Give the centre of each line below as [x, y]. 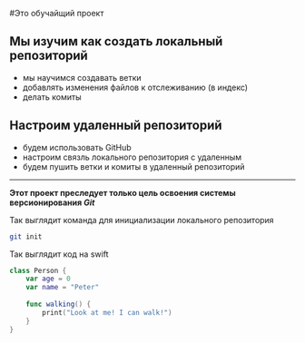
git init [26, 236]
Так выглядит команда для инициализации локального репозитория [142, 220]
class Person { [38, 270]
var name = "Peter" [63, 288]
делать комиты [52, 97]
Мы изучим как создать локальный [116, 41]
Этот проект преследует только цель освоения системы [123, 192]
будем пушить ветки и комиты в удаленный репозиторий [133, 166]
